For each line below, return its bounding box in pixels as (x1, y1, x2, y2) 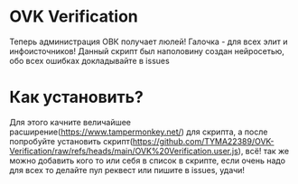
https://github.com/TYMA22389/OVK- (132, 135, 275, 146)
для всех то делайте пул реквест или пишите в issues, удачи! (9, 164, 246, 175)
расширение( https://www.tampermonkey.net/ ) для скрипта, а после (9, 126, 268, 137)
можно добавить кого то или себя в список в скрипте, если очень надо (9, 155, 286, 166)
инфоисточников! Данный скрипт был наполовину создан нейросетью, (9, 45, 284, 56)
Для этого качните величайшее (9, 116, 132, 127)
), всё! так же (237, 145, 290, 156)
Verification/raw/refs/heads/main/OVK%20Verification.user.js (9, 145, 239, 156)
